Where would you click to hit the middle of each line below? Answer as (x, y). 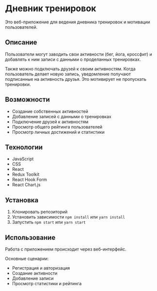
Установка (22, 200)
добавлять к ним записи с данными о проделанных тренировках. (73, 59)
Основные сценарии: (27, 259)
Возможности (27, 100)
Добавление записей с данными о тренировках (62, 116)
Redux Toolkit (26, 174)
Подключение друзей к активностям (50, 122)
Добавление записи (33, 278)
